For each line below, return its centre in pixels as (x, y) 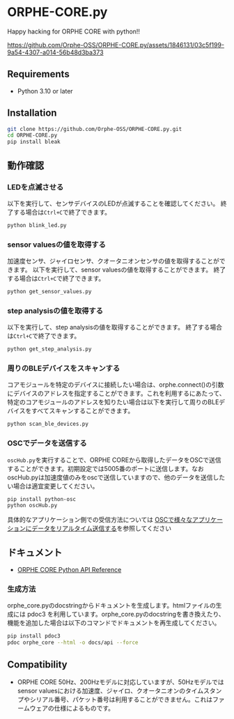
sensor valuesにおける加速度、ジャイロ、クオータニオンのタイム (110, 690)
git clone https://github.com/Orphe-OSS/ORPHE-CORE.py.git (95, 129)
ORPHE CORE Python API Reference (69, 570)
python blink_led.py (37, 225)
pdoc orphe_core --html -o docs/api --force (73, 643)
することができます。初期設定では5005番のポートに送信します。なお (106, 468)
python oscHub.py (32, 506)
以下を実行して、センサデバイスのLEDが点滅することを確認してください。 (113, 203)
